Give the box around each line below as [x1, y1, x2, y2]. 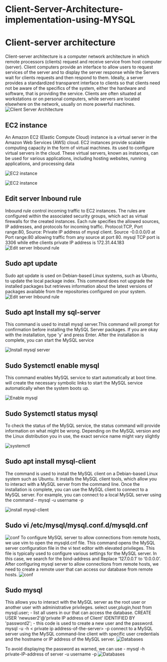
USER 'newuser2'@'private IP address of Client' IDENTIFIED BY [5, 615, 135, 621]
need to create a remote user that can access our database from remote [5, 566, 153, 572]
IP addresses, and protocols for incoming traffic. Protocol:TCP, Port [5, 223, 143, 229]
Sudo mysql [5, 586, 43, 595]
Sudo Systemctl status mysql [5, 409, 98, 418]
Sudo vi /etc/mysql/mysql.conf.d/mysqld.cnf [5, 521, 148, 530]
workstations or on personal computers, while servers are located [5, 96, 140, 102]
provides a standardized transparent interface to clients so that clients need [5, 80, 161, 86]
